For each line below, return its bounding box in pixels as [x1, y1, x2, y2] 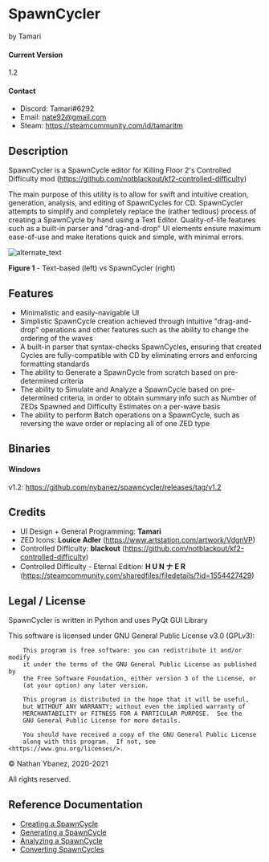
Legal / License [8, 594, 86, 608]
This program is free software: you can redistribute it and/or [22, 647, 243, 655]
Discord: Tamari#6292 [19, 104, 95, 113]
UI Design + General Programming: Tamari [19, 527, 162, 536]
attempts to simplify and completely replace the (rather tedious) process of [8, 206, 257, 217]
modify [8, 653, 31, 662]
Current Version [8, 50, 63, 59]
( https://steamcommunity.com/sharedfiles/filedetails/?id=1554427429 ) [19, 571, 255, 580]
